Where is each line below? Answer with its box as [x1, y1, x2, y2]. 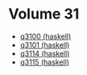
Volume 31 [8, 5, 80, 23]
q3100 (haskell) [19, 31, 72, 41]
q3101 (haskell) [19, 40, 70, 49]
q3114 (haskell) [19, 48, 70, 58]
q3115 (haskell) [19, 57, 70, 67]
